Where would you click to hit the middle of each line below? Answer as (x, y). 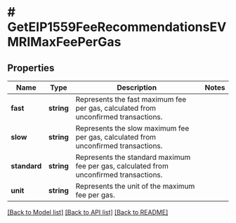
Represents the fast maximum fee (131, 99)
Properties (31, 68)
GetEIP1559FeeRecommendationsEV (117, 27)
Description (137, 87)
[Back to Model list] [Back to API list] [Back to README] (88, 212)
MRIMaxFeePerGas (64, 42)
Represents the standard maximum (133, 157)
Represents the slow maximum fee (132, 128)
